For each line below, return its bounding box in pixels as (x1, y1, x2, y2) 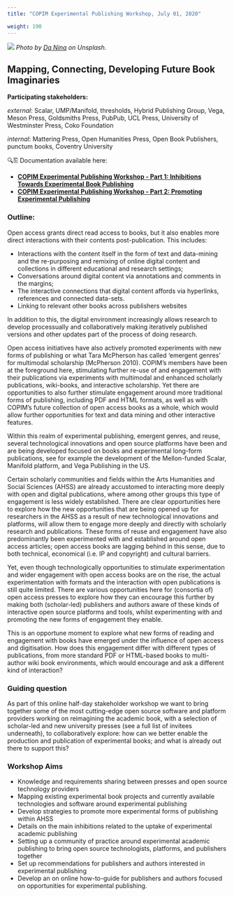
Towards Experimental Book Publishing (17, 180, 134, 189)
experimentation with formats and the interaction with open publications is (7, 577, 221, 586)
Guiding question (7, 683, 68, 693)
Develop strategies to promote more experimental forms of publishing (17, 807, 219, 816)
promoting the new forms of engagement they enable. (7, 615, 163, 624)
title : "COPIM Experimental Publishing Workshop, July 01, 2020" (7, 10, 201, 18)
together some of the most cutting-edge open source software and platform (7, 706, 226, 715)
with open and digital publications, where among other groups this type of (7, 490, 221, 498)
